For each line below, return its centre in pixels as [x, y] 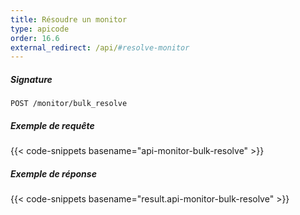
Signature [31, 79]
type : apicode [40, 29]
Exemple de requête [52, 125]
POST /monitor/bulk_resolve [69, 104]
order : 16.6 [35, 38]
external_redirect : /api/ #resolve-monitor [100, 47]
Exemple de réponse [53, 173]
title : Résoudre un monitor [69, 19]
